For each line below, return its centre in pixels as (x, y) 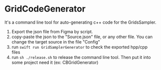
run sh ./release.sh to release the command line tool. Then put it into (81, 57)
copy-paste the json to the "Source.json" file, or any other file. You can (82, 37)
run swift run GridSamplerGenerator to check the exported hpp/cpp (80, 47)
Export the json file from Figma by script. (52, 31)
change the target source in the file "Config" (56, 42)
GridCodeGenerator (45, 9)
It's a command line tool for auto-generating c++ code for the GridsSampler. (80, 22)
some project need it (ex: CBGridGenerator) (55, 62)
